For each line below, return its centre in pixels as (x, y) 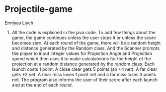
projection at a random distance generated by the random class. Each (83, 64)
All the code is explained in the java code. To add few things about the (84, 32)
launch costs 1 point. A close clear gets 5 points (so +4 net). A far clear (84, 69)
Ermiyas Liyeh (19, 23)
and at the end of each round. (42, 85)
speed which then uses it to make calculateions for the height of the (81, 58)
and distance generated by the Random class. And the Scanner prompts (86, 48)
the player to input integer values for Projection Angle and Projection (82, 53)
